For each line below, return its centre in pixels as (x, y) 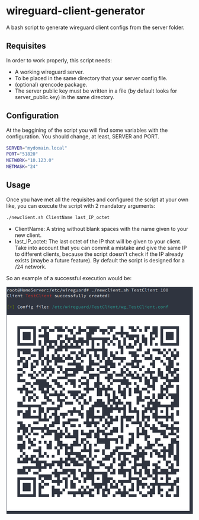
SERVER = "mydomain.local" (37, 148)
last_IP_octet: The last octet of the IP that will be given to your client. (98, 241)
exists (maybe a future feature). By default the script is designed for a (99, 260)
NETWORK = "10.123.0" (30, 161)
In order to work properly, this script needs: (59, 60)
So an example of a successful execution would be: (69, 278)
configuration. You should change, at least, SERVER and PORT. (83, 136)
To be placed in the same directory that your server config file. (91, 78)
